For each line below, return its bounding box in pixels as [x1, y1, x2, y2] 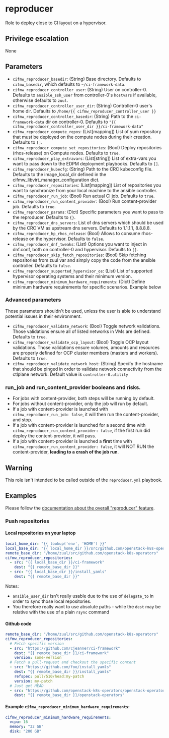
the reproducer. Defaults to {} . [12, 214, 76, 220]
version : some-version [14, 655, 62, 660]
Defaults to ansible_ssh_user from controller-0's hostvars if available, [12, 92, 157, 98]
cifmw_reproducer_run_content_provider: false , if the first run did [12, 427, 150, 434]
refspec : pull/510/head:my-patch [14, 674, 84, 679]
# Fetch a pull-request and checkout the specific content [10, 660, 136, 665]
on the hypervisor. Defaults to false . [29, 236, 105, 242]
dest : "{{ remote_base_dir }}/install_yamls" [14, 669, 112, 674]
